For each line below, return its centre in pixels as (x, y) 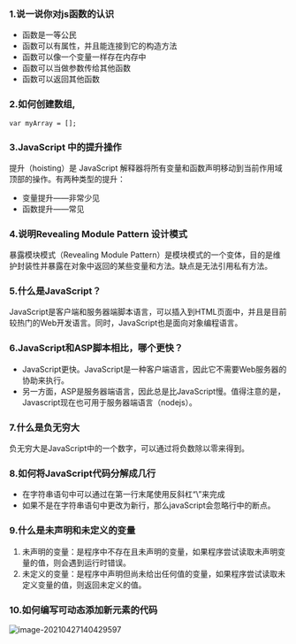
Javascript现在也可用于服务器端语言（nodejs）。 (109, 402)
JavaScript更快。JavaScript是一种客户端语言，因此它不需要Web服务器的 (154, 369)
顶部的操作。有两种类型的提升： (67, 179)
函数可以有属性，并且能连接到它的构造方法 (99, 46)
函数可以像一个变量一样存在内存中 (84, 57)
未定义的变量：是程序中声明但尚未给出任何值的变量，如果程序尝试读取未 (153, 573)
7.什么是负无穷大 (45, 427)
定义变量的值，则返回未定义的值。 (84, 585)
